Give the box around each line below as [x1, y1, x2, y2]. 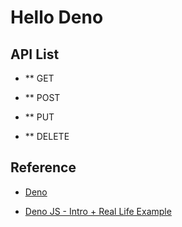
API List [10, 46, 60, 63]
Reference [10, 159, 77, 176]
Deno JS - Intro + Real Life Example [24, 205, 172, 217]
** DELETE [24, 131, 70, 142]
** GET [24, 72, 55, 84]
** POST [24, 92, 61, 103]
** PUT [24, 111, 55, 123]
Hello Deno [10, 6, 104, 29]
